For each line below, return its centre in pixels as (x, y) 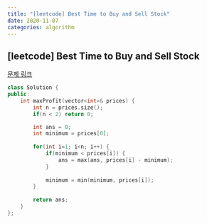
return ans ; (51, 200)
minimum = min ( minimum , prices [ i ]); (100, 180)
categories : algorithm (41, 27)
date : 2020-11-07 (33, 21)
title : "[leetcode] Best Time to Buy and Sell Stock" (89, 14)
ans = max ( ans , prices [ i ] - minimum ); (116, 160)
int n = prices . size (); (68, 108)
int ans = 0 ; (52, 127)
